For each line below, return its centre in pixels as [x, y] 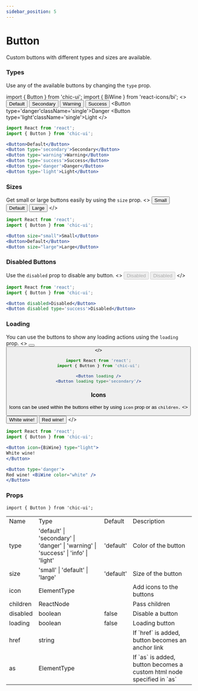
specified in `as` [155, 679]
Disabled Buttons [31, 262]
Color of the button [159, 546]
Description [148, 521]
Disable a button [155, 614]
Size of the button [157, 573]
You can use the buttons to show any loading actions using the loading [92, 337]
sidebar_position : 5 [32, 12]
